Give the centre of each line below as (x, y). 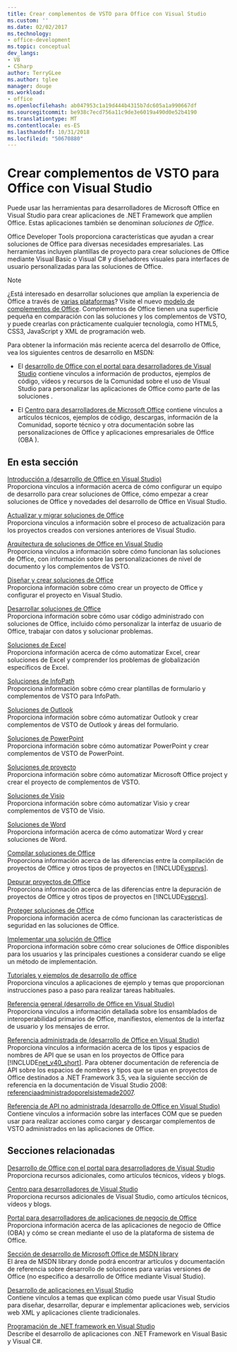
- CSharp (20, 66)
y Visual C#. (25, 1341)
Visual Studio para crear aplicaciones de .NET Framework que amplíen (110, 215)
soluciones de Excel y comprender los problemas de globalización (104, 660)
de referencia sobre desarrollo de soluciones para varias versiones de (109, 1269)
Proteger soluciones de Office (51, 910)
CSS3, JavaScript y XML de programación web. (77, 332)
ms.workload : (26, 92)
